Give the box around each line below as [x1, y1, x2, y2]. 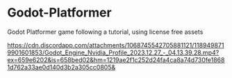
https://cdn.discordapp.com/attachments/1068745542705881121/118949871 [7, 41, 224, 49]
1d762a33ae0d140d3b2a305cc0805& [7, 63, 116, 71]
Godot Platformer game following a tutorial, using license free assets [7, 28, 204, 36]
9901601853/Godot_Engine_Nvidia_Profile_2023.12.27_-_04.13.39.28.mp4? [7, 48, 219, 57]
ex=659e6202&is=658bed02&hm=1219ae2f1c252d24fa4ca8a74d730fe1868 [7, 55, 225, 64]
